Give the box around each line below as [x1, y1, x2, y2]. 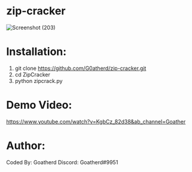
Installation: [6, 45, 67, 59]
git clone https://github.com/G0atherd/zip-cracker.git [14, 64, 147, 72]
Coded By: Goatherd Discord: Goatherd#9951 [6, 158, 118, 165]
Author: [6, 139, 46, 152]
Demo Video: [6, 99, 72, 112]
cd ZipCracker [14, 70, 51, 78]
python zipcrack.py [14, 77, 63, 84]
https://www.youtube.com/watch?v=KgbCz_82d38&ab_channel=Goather [6, 118, 186, 125]
